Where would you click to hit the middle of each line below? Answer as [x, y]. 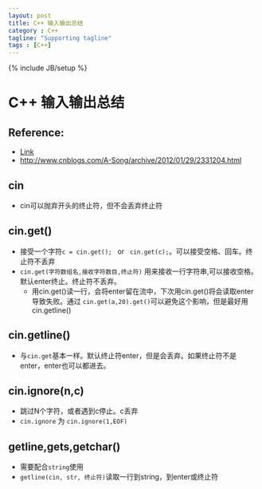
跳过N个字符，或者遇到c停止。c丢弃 [79, 411]
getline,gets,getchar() [65, 446]
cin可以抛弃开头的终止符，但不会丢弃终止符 [91, 205]
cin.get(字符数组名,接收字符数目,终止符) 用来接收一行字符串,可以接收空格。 [139, 271]
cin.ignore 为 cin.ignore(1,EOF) [73, 421]
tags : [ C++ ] [30, 45]
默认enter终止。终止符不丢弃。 [70, 281]
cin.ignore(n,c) [46, 390]
